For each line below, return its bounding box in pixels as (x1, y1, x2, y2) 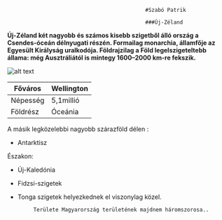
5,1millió (51, 95, 80, 105)
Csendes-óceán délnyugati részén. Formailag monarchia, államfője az (7, 39, 216, 47)
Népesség (11, 95, 45, 105)
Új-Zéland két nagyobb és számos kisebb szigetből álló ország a (7, 32, 199, 39)
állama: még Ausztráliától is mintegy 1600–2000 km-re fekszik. (7, 53, 196, 62)
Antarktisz (17, 139, 48, 146)
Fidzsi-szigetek (17, 179, 62, 187)
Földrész (11, 107, 40, 116)
